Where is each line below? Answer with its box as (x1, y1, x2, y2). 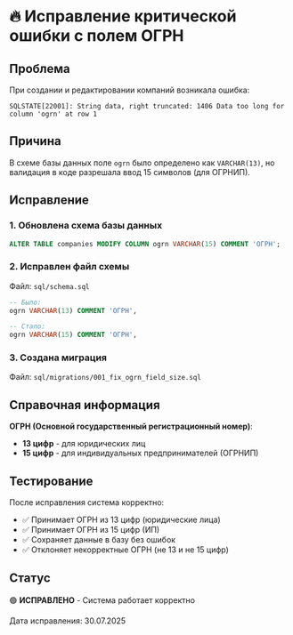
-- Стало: (9, 322, 46, 331)
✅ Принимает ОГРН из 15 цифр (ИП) (21, 525, 160, 535)
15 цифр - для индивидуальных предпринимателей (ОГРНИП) (21, 447, 259, 459)
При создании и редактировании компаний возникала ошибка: (9, 84, 250, 95)
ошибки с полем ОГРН (9, 26, 184, 46)
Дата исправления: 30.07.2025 (9, 615, 126, 626)
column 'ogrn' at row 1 (9, 109, 98, 118)
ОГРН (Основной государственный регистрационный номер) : (9, 421, 254, 432)
